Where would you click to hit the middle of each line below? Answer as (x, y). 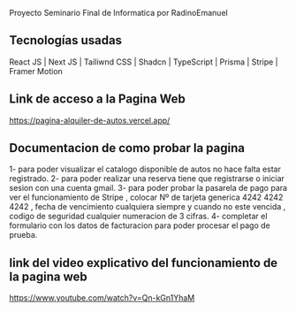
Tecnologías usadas (65, 40)
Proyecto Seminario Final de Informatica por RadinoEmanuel (118, 13)
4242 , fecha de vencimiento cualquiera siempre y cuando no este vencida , (148, 207)
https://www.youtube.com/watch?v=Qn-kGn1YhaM (102, 298)
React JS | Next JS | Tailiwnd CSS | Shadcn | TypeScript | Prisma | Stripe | (144, 62)
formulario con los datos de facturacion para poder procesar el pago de (140, 225)
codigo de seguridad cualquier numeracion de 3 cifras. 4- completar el (138, 217)
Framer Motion (36, 71)
